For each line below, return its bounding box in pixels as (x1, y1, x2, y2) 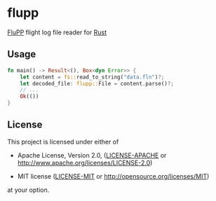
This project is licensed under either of (7, 137, 119, 146)
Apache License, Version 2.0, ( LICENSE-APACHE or (17, 151, 167, 159)
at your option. (7, 186, 50, 194)
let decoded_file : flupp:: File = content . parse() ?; (20, 80, 174, 87)
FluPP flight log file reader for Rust (7, 28, 107, 36)
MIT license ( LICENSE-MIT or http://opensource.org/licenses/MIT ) (17, 172, 210, 180)
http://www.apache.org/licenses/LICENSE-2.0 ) (17, 158, 153, 167)
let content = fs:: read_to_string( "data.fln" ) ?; (20, 74, 165, 81)
